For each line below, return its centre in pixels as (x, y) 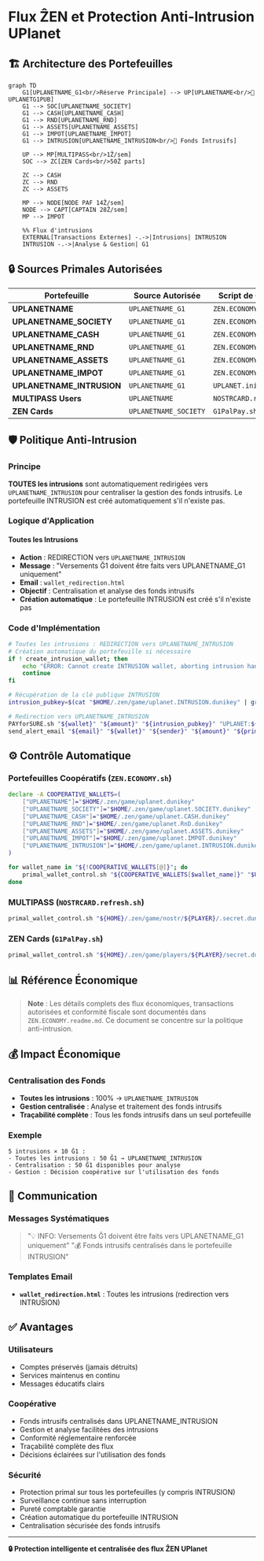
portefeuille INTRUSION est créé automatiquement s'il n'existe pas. (117, 500)
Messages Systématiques (59, 1219)
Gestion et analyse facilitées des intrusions (89, 1429)
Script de (236, 295)
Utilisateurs (31, 1350)
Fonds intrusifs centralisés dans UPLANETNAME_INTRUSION (119, 1421)
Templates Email (40, 1277)
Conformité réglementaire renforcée (78, 1437)
